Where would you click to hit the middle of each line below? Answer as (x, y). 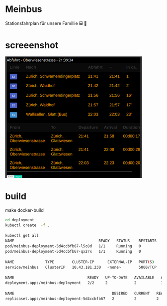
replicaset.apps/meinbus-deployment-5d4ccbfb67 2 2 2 (82, 299)
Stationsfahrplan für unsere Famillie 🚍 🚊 (46, 23)
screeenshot (32, 45)
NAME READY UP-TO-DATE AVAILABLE (80, 278)
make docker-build (24, 210)
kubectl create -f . (28, 225)
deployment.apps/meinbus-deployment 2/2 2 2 (71, 283)
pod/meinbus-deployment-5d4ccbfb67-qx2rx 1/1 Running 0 (73, 252)
